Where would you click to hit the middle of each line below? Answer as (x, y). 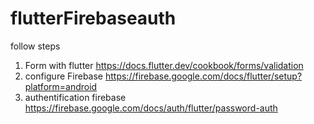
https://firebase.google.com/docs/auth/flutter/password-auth (151, 108)
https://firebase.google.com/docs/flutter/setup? (203, 76)
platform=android (61, 86)
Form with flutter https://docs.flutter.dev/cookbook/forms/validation (164, 65)
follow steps (35, 46)
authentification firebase (75, 97)
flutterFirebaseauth (93, 18)
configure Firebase (64, 76)
